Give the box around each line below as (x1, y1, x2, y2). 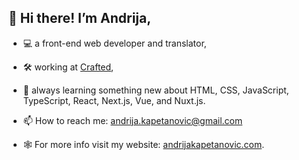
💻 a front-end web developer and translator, (22, 37, 207, 49)
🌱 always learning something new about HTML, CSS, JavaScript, (22, 84, 290, 96)
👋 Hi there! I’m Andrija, (8, 10, 152, 27)
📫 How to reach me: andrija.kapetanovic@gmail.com (22, 114, 243, 126)
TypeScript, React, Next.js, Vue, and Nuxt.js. (22, 94, 206, 106)
